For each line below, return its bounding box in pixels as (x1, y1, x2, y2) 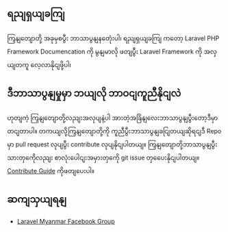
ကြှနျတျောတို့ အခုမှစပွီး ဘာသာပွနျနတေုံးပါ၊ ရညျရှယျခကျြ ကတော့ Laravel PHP (7, 34, 220, 42)
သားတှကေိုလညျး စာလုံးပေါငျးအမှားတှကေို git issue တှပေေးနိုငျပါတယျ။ (7, 153, 200, 162)
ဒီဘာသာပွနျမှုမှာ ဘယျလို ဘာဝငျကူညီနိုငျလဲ (7, 88, 181, 99)
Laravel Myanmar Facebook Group (16, 218, 115, 226)
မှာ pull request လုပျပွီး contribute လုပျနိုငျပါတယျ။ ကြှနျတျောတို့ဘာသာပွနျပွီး (7, 140, 218, 149)
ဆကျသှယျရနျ (7, 194, 67, 205)
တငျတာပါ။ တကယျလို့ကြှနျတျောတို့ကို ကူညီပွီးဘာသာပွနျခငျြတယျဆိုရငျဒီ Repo (7, 127, 222, 135)
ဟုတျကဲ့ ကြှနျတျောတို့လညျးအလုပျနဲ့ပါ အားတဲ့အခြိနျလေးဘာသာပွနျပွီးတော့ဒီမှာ (7, 114, 218, 122)
